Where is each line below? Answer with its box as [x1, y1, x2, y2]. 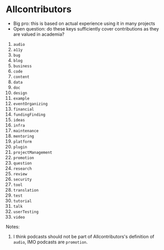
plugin [13, 144, 28, 149]
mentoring [13, 134, 35, 139]
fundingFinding [13, 112, 46, 117]
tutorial [13, 198, 32, 204]
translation [13, 188, 39, 193]
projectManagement [13, 150, 52, 155]
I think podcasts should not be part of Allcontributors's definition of [13, 233, 154, 239]
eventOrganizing [13, 101, 48, 106]
